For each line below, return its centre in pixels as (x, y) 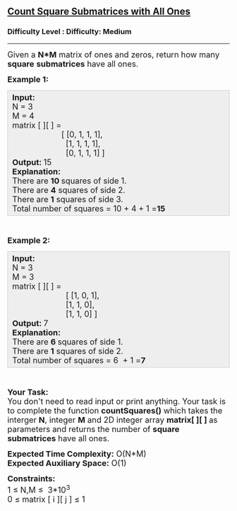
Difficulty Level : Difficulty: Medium (69, 32)
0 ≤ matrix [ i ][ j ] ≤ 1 (46, 499)
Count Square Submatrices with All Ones (99, 12)
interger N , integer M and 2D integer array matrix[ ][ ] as (113, 420)
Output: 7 (30, 323)
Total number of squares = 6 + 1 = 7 (79, 360)
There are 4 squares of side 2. (69, 190)
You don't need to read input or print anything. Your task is (117, 401)
